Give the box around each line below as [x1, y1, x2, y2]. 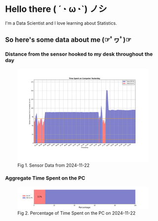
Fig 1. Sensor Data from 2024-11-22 [17, 162, 90, 168]
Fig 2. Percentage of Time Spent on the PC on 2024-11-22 [17, 210, 136, 216]
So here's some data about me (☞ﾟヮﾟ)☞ [5, 36, 132, 44]
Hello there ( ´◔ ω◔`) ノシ [5, 3, 107, 15]
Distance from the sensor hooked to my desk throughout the [5, 51, 153, 58]
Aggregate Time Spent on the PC [5, 175, 85, 182]
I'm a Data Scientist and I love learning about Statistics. [5, 20, 117, 26]
